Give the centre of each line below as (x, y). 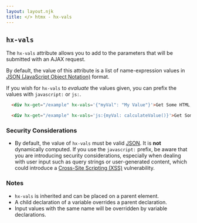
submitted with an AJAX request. (46, 60)
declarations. (30, 214)
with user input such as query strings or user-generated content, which (101, 162)
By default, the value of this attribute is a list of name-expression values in (96, 71)
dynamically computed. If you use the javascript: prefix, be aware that (101, 149)
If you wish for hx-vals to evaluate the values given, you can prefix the (91, 88)
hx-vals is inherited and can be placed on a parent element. (87, 196)
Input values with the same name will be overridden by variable (91, 208)
